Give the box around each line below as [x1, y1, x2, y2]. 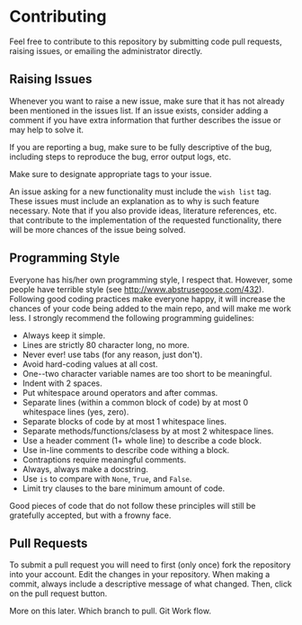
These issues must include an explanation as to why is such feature [9, 195, 260, 206]
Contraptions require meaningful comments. [22, 454, 187, 465]
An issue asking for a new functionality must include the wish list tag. [9, 186, 271, 197]
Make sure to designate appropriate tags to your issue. [9, 168, 212, 179]
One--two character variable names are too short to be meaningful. [22, 368, 272, 379]
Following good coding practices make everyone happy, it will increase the [9, 293, 286, 304]
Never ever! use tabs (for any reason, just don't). [22, 349, 203, 360]
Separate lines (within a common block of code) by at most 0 [22, 397, 249, 407]
